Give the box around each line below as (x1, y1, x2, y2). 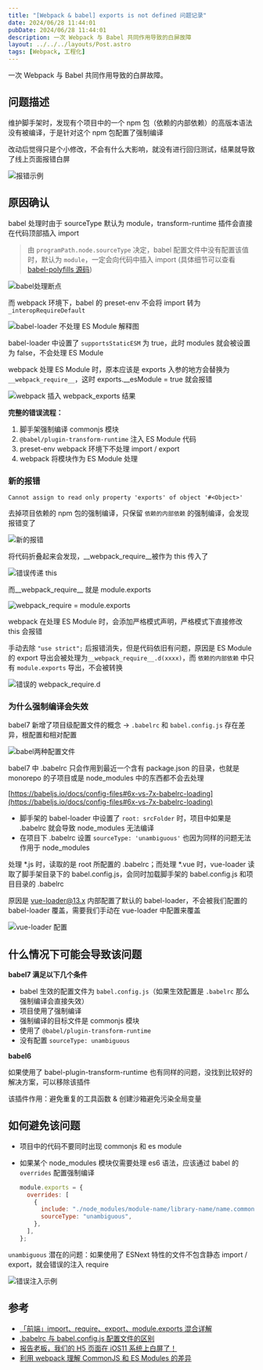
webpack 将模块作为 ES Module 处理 (19, 454, 139, 463)
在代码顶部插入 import (8, 228, 80, 238)
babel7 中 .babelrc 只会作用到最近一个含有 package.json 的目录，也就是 (8, 763, 240, 773)
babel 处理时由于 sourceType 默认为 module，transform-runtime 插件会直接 (8, 218, 253, 228)
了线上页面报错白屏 (8, 154, 70, 163)
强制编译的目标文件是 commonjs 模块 (19, 1016, 140, 1026)
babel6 (8, 1051, 32, 1061)
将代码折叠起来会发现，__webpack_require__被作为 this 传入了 (8, 551, 209, 561)
